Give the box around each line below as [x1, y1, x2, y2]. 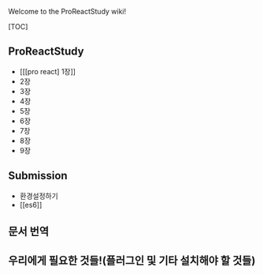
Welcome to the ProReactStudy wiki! [8, 7, 127, 16]
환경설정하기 [19, 191, 59, 201]
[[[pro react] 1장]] [19, 66, 76, 76]
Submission [8, 169, 69, 182]
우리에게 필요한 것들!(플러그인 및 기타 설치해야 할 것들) [8, 254, 256, 268]
